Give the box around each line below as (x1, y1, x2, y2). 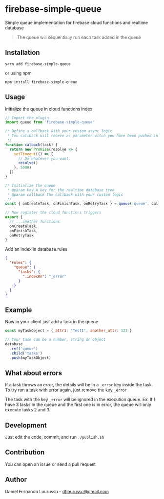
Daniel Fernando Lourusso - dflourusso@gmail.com (5, 488, 109, 494)
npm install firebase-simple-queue (5, 79, 78, 84)
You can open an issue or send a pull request (5, 461, 96, 467)
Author (5, 475, 27, 484)
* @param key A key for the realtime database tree (7, 188, 115, 192)
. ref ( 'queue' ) (9, 346, 38, 351)
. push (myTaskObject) (9, 355, 51, 360)
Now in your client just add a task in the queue (5, 319, 99, 325)
